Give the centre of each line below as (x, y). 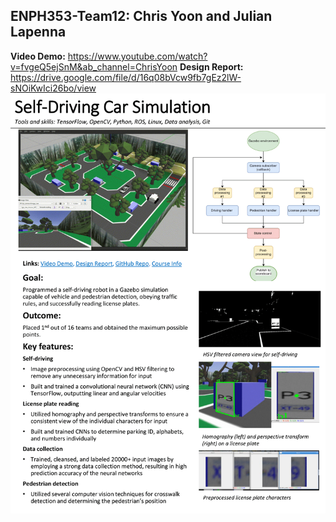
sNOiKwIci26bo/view (53, 88)
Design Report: (211, 66)
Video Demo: (38, 56)
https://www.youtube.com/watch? (137, 56)
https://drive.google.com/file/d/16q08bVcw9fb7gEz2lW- (126, 77)
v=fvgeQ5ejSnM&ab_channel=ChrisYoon (94, 66)
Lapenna (38, 32)
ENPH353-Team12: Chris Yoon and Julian (141, 16)
